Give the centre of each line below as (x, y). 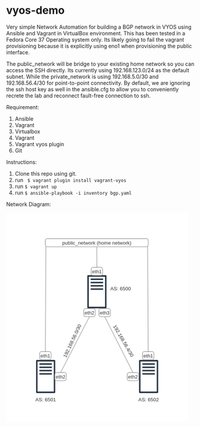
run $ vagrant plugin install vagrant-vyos (70, 180)
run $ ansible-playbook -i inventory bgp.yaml (73, 192)
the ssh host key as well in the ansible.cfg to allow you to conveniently (93, 89)
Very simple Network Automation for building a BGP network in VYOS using (99, 27)
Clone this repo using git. (46, 173)
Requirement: (23, 107)
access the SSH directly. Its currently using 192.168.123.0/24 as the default (98, 70)
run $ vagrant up (36, 186)
